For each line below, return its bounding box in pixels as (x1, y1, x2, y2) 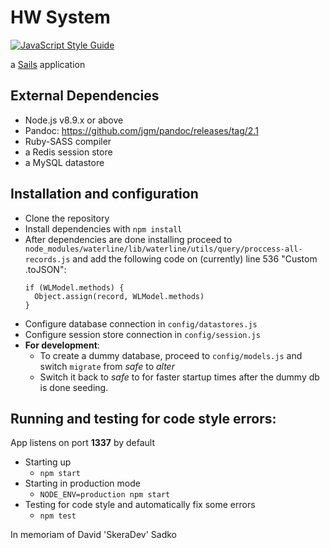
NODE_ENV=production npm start (39, 490, 171, 500)
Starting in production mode (24, 477, 141, 490)
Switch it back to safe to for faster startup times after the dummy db (39, 371, 320, 383)
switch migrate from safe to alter (39, 360, 175, 372)
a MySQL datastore (24, 156, 105, 168)
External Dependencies (10, 87, 160, 105)
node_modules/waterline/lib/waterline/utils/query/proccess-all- (24, 244, 303, 254)
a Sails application (10, 58, 86, 70)
